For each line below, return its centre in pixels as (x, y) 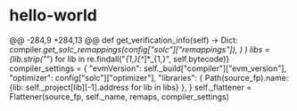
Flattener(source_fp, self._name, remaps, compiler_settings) (120, 96)
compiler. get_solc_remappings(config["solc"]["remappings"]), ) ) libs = (140, 49)
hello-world (54, 16)
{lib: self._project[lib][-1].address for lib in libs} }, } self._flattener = (131, 87)
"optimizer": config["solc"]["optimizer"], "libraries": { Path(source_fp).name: (149, 77)
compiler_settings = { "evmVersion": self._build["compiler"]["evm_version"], (148, 68)
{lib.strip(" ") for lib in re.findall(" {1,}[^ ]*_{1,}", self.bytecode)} (120, 59)
